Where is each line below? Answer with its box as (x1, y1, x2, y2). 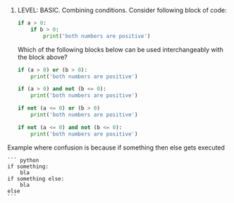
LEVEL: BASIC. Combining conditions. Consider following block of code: (17, 6, 227, 14)
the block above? (17, 53, 68, 61)
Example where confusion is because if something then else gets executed (7, 143, 226, 152)
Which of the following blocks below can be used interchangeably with (17, 45, 223, 53)
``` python (7, 157, 39, 164)
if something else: (7, 175, 65, 182)
